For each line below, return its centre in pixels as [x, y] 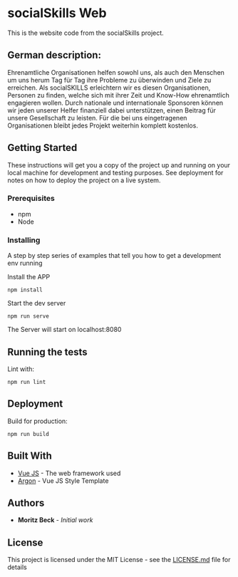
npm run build [29, 434]
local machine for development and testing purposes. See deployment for [115, 172]
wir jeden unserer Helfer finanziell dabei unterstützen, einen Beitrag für [112, 110]
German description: [55, 55]
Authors [26, 503]
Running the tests [47, 352]
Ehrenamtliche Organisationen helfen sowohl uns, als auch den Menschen [116, 72]
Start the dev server [37, 303]
